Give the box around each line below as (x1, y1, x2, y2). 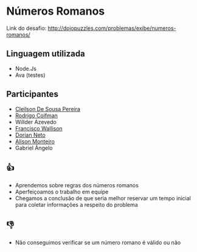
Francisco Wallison (15, 124, 63, 132)
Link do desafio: (6, 24, 47, 32)
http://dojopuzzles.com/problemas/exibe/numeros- (47, 24, 176, 32)
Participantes (6, 89, 59, 99)
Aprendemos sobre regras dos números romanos (15, 182, 139, 189)
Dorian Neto (15, 131, 46, 139)
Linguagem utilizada (6, 49, 85, 59)
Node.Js (15, 65, 36, 72)
